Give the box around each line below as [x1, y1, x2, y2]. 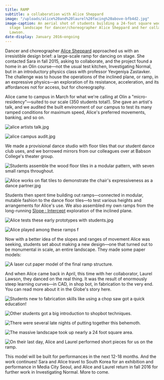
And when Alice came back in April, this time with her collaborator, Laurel [5, 270, 152, 276]
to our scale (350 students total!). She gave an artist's [44, 99, 153, 105]
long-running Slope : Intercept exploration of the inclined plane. [5, 207, 133, 213]
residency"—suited [5, 99, 44, 105]
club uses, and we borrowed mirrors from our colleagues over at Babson [5, 148, 151, 154]
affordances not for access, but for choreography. [5, 84, 106, 90]
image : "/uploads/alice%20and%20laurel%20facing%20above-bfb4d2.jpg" [5, 16, 150, 21]
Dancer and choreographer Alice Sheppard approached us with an [5, 47, 139, 54]
